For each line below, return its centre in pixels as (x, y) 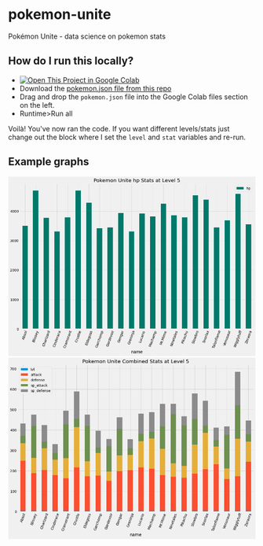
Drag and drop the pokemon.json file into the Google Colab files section (134, 97)
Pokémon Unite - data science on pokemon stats (87, 36)
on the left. (37, 105)
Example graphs (49, 162)
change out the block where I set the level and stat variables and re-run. (127, 137)
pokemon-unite (60, 15)
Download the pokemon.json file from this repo (95, 88)
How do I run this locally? (71, 61)
